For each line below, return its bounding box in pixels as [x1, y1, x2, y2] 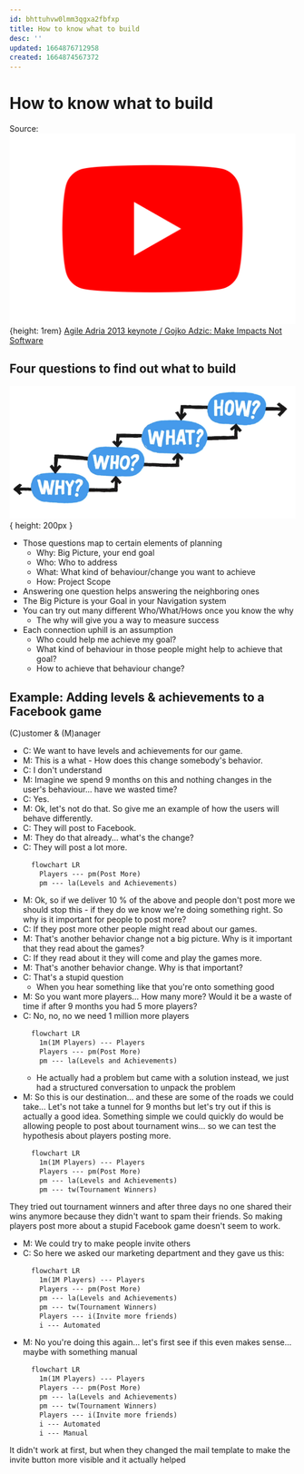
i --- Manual [39, 1429, 89, 1438]
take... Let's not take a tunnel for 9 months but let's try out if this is [22, 1102, 271, 1112]
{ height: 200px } [9, 520, 74, 531]
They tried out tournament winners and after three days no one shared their [9, 1202, 292, 1212]
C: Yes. [22, 794, 50, 804]
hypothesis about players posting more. [22, 1131, 172, 1141]
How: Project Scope [35, 577, 112, 588]
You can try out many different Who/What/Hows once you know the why [22, 605, 294, 617]
